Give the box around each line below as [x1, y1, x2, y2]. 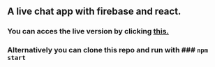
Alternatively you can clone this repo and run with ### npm [7, 45, 208, 55]
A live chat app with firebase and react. [7, 6, 181, 17]
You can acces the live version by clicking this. [7, 27, 170, 36]
